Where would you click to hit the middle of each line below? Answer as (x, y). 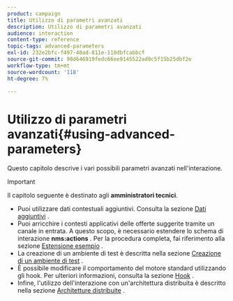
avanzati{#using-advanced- (91, 134)
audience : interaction (40, 33)
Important (21, 182)
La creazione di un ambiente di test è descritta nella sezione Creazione (119, 254)
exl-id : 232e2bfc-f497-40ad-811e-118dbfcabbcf (76, 53)
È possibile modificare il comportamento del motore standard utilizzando (122, 268)
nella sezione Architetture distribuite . (71, 291)
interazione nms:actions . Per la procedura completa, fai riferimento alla (121, 239)
